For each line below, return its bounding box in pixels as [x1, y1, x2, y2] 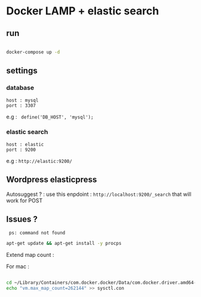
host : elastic [6, 141, 44, 147]
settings [6, 66, 38, 76]
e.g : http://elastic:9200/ [6, 157, 72, 164]
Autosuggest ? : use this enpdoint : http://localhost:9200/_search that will [6, 190, 191, 198]
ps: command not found [8, 230, 66, 236]
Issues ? [6, 214, 38, 225]
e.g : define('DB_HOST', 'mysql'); [6, 113, 94, 120]
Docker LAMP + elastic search [6, 4, 160, 18]
